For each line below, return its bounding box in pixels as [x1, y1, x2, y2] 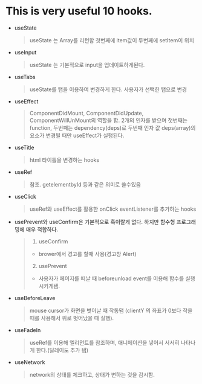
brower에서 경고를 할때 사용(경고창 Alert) [38, 250, 137, 257]
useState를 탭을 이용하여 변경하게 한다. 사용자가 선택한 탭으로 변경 [29, 86, 187, 93]
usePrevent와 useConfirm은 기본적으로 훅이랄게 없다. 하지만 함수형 [14, 218, 175, 225]
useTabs [14, 73, 36, 80]
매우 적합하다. [25, 225, 59, 233]
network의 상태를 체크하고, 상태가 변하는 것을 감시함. [29, 371, 155, 378]
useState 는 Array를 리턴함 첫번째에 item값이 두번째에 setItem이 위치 [29, 36, 195, 43]
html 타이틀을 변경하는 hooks [29, 156, 100, 164]
